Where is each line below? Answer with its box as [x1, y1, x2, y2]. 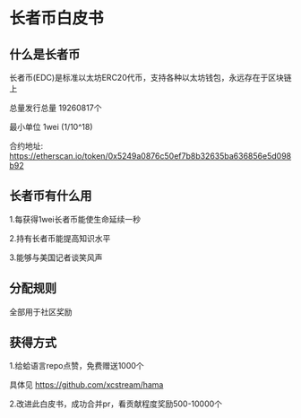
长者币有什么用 [9, 188, 92, 204]
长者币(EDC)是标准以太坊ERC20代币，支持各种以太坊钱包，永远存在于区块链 [9, 73, 292, 83]
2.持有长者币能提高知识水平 [9, 232, 111, 243]
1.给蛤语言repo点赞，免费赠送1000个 [9, 361, 145, 371]
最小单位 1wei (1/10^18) [9, 122, 93, 132]
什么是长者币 [9, 47, 81, 62]
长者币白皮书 [9, 8, 105, 29]
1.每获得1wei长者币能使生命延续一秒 [9, 213, 142, 224]
